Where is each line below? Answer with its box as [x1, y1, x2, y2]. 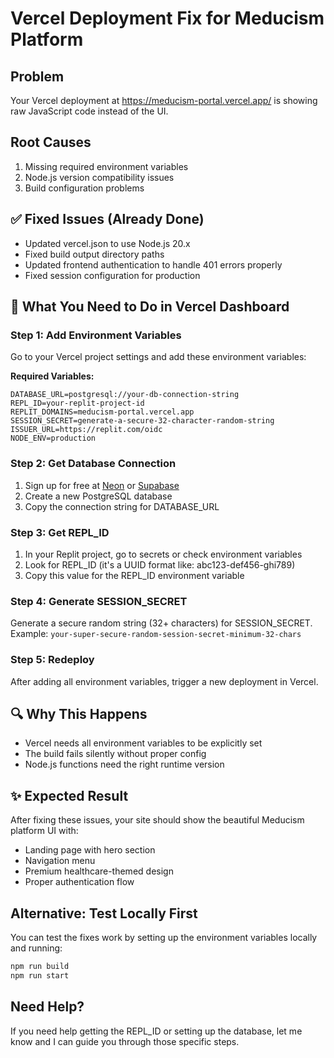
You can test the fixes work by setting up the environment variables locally [10, 931, 318, 943]
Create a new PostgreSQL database [24, 490, 173, 502]
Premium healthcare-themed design [24, 865, 174, 877]
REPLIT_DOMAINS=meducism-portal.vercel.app [10, 407, 195, 417]
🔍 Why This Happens [10, 705, 148, 722]
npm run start [10, 970, 70, 981]
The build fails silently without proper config [24, 748, 207, 760]
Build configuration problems [24, 182, 145, 194]
